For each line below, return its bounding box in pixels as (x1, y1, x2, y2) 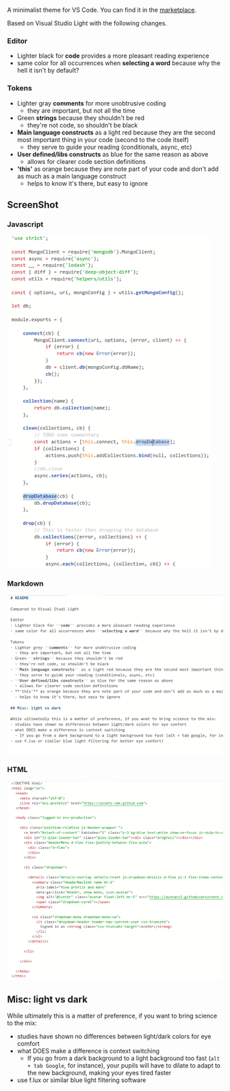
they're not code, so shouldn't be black (27, 121, 138, 129)
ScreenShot (7, 199, 59, 211)
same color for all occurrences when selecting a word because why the (16, 59, 221, 67)
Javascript (7, 219, 44, 229)
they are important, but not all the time (27, 106, 136, 115)
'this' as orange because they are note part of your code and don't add (16, 165, 219, 173)
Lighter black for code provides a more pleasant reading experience (16, 51, 209, 60)
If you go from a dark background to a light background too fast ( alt (27, 1054, 220, 1062)
